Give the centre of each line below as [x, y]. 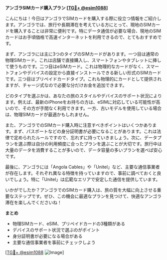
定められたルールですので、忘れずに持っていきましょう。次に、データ [85, 137]
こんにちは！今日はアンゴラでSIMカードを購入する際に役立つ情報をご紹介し [83, 18]
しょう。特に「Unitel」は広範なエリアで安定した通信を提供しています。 [87, 179]
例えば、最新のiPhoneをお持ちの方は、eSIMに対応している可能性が [87, 102]
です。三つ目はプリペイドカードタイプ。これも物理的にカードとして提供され [83, 79]
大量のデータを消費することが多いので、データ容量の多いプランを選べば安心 [84, 150]
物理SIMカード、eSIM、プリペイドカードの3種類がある [69, 224]
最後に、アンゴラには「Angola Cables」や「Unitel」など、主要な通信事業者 [83, 167]
